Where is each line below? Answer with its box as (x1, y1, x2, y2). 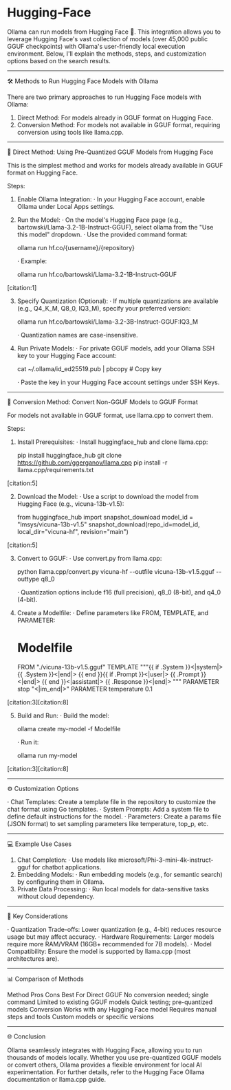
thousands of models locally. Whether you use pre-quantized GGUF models (7, 1053, 221, 1061)
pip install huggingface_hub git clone (16, 451, 122, 459)
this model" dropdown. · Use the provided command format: (16, 230, 188, 238)
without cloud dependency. (16, 892, 95, 900)
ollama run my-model (16, 751, 78, 759)
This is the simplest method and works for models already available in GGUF (7, 161, 223, 169)
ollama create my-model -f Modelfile (16, 724, 122, 733)
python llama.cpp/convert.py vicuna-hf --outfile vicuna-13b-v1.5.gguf (16, 567, 214, 575)
